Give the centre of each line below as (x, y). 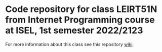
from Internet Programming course (80, 20)
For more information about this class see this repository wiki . (70, 44)
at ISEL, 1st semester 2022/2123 (74, 30)
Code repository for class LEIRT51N (81, 9)
